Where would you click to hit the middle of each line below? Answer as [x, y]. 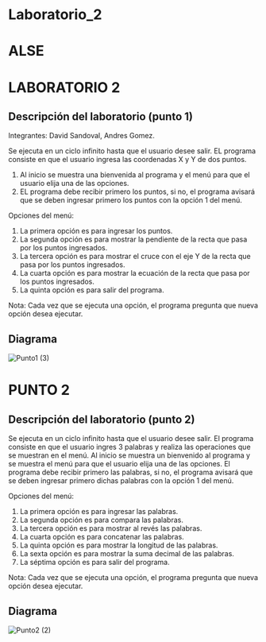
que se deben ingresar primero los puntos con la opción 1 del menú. [131, 200]
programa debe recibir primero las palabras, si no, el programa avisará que [131, 472]
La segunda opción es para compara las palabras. [102, 520]
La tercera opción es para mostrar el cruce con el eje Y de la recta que [135, 257]
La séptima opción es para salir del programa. [94, 563]
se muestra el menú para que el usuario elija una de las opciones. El [119, 464]
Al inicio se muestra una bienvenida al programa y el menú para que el [135, 175]
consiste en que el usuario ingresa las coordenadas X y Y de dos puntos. [127, 160]
